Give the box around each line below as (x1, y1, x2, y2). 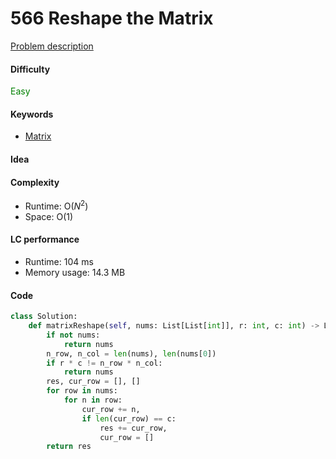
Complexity (10, 176, 60, 188)
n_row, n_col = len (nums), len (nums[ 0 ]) (46, 348, 217, 359)
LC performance (10, 233, 80, 246)
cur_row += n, (81, 404, 141, 414)
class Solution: (10, 312, 78, 322)
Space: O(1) (24, 210, 74, 222)
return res (46, 442, 92, 452)
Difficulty (10, 63, 51, 75)
